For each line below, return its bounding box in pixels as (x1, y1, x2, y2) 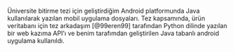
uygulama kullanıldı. (7, 37, 65, 45)
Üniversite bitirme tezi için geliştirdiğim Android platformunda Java (7, 7, 200, 15)
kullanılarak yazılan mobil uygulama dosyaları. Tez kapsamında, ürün (7, 14, 205, 22)
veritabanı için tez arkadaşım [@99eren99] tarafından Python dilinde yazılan (7, 22, 228, 30)
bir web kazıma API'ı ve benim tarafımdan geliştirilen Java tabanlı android (7, 29, 219, 37)
